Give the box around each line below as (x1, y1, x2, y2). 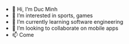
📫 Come (11, 32, 34, 38)
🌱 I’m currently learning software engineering (11, 18, 124, 25)
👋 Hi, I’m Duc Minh (11, 6, 58, 12)
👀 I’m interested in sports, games (11, 12, 93, 19)
